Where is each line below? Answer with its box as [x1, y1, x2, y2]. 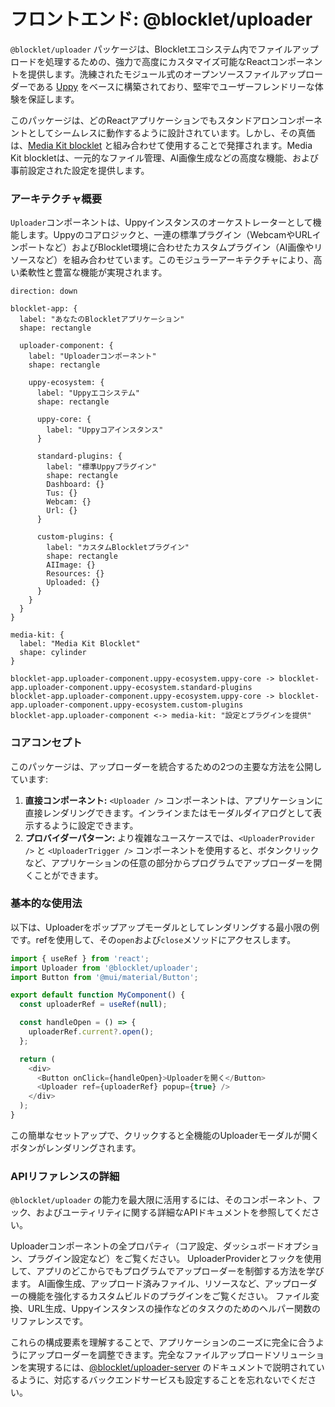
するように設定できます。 [33, 819, 139, 831]
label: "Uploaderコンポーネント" [28, 351, 157, 362]
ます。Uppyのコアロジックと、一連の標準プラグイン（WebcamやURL [27, 229, 313, 241]
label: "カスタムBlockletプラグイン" [46, 543, 190, 553]
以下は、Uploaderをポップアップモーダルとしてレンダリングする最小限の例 [10, 921, 320, 933]
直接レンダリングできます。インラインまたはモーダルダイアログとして [24, 806, 313, 819]
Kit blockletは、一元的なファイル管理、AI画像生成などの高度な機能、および [10, 151, 320, 164]
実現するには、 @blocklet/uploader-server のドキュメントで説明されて [27, 1361, 317, 1374]
